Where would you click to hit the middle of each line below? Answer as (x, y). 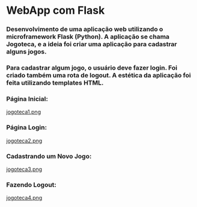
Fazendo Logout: (32, 185)
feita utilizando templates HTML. (55, 83)
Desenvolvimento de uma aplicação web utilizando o (85, 29)
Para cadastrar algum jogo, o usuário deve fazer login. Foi (92, 68)
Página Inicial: (27, 98)
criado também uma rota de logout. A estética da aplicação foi (98, 76)
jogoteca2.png (24, 140)
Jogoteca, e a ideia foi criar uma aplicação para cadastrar (92, 44)
